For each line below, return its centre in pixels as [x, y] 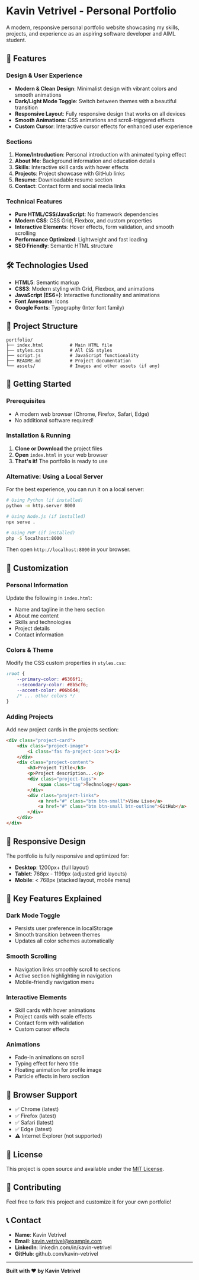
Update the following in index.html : [49, 598]
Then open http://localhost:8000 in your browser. [68, 549]
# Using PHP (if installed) [41, 533]
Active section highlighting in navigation [63, 975]
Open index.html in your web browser [61, 454]
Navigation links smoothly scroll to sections [68, 969]
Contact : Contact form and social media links [70, 186]
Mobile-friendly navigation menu [54, 982]
